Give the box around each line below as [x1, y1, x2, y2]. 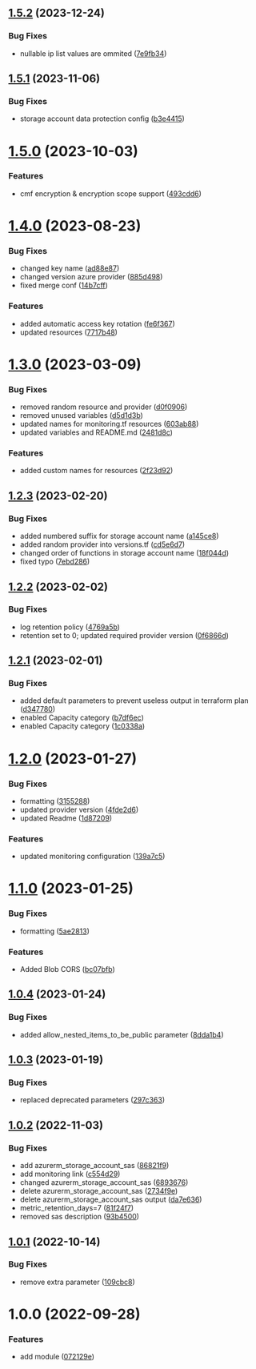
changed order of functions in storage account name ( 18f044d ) [19, 548, 230, 558]
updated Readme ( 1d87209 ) [19, 813, 113, 823]
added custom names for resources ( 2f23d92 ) [19, 466, 174, 476]
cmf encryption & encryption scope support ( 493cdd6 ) [19, 188, 202, 199]
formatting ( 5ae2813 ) [19, 926, 90, 936]
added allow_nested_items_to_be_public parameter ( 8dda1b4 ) [19, 1030, 224, 1039]
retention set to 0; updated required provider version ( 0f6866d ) [19, 630, 230, 640]
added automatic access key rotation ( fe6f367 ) [19, 319, 176, 328]
